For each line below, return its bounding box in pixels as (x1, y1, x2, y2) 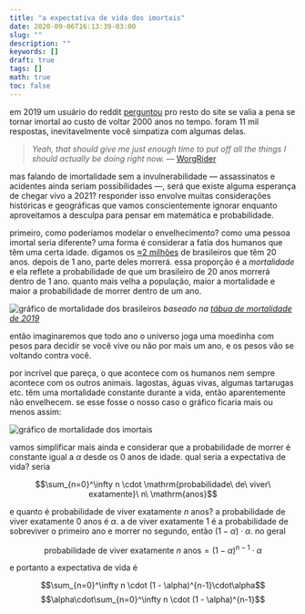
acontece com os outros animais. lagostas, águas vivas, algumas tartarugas (9, 377, 294, 388)
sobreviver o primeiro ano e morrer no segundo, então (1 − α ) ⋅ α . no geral (9, 526, 287, 536)
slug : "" (9, 30, 43, 39)
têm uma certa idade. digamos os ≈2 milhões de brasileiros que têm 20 (9, 246, 277, 257)
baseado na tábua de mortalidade (163, 303, 293, 314)
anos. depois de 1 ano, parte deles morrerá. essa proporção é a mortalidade (9, 256, 295, 267)
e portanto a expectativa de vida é (9, 562, 138, 573)
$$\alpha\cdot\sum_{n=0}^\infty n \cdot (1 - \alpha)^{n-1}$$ (40, 594, 266, 605)
